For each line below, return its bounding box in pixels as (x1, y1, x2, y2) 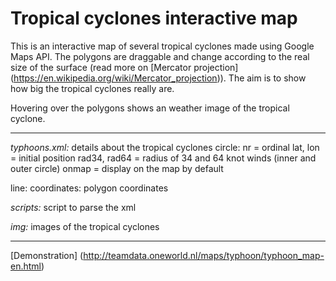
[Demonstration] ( (10, 249, 84, 261)
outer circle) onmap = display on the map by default (10, 162, 224, 174)
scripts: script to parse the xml (10, 201, 137, 213)
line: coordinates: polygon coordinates (10, 182, 169, 194)
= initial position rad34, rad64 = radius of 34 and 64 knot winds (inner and (10, 152, 317, 164)
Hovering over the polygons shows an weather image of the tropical (10, 102, 290, 114)
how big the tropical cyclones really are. (10, 82, 175, 94)
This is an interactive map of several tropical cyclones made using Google (10, 40, 315, 52)
